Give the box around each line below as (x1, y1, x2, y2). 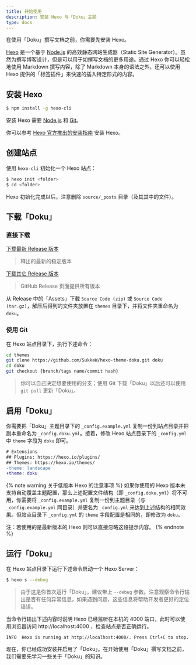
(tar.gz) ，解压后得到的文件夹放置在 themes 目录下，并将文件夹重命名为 (6, 302, 179, 309)
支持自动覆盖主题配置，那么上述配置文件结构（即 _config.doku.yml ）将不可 (6, 489, 188, 496)
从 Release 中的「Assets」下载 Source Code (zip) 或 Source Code (6, 295, 163, 302)
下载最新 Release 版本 (6, 245, 59, 253)
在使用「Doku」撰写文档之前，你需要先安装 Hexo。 (6, 36, 130, 43)
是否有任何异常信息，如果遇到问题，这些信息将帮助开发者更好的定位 (25, 595, 190, 602)
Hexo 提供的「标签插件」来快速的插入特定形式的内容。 (6, 71, 138, 78)
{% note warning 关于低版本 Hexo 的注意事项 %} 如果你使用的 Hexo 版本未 (6, 482, 185, 489)
